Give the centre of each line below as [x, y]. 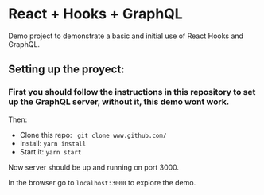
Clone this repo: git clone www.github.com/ [93, 135]
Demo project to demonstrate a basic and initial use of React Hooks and [126, 36]
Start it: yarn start [50, 151]
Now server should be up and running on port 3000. [94, 167]
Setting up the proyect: [66, 70]
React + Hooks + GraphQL [95, 14]
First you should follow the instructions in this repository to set [132, 92]
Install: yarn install [53, 143]
